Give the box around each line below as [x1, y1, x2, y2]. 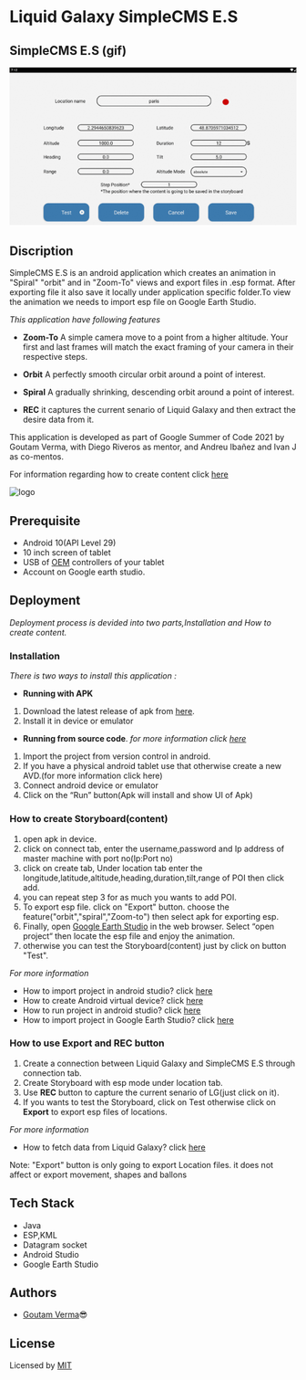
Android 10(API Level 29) [22, 537, 117, 549]
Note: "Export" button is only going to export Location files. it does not [9, 1159, 274, 1170]
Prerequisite [9, 513, 81, 529]
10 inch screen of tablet [22, 547, 111, 558]
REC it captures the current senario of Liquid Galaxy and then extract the [22, 405, 296, 416]
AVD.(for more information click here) [22, 770, 163, 782]
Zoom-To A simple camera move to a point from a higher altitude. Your [22, 332, 289, 343]
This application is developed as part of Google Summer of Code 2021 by [9, 432, 285, 443]
